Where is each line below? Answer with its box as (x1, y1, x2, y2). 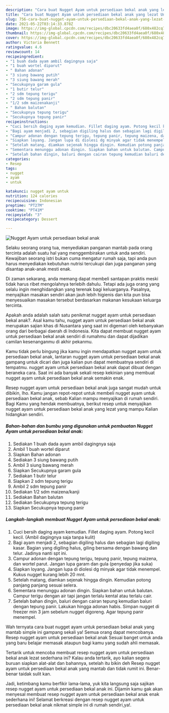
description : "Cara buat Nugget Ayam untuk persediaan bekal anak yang (6, 7, 158, 13)
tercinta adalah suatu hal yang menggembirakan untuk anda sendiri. (6, 250, 146, 256)
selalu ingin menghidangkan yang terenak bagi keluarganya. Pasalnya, (6, 286, 151, 292)
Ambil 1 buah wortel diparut (13, 446, 70, 452)
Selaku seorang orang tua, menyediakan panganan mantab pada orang (6, 245, 152, 251)
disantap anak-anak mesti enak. (6, 266, 72, 272)
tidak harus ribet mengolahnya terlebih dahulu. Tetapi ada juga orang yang (6, 281, 160, 287)
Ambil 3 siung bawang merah (13, 462, 74, 468)
